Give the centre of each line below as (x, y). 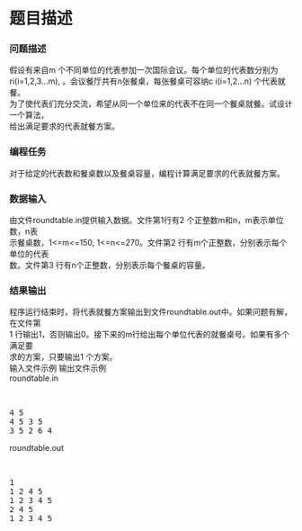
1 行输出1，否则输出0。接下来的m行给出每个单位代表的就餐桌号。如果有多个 (150, 335)
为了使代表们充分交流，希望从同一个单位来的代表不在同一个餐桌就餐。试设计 (151, 103)
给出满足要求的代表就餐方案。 (64, 126)
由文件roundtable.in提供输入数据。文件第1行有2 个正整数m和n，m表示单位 (147, 220)
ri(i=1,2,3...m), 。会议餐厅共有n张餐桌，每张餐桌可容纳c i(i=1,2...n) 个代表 (144, 81)
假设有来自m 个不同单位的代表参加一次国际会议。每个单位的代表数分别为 (144, 70)
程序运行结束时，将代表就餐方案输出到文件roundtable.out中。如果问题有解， (151, 312)
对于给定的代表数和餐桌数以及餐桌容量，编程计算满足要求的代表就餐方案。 (147, 173)
